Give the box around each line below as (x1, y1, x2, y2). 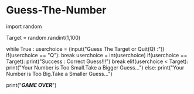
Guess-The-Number (6, 4, 107, 17)
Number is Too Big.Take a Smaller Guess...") (6, 70, 113, 77)
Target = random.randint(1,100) (6, 34, 81, 41)
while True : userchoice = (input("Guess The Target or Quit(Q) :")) (6, 45, 165, 53)
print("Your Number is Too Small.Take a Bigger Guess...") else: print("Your (6, 64, 185, 71)
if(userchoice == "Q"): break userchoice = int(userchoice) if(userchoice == (6, 51, 188, 58)
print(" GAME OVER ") (6, 81, 57, 88)
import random (6, 23, 42, 30)
